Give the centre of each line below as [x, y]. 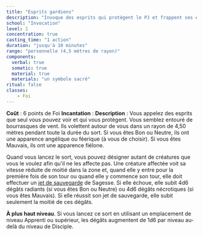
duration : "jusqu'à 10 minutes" [47, 46]
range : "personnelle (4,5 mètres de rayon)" [63, 51]
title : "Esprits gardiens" [40, 12]
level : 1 [17, 29]
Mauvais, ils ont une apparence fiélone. [55, 145]
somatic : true [29, 68]
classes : [17, 91]
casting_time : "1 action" [39, 40]
